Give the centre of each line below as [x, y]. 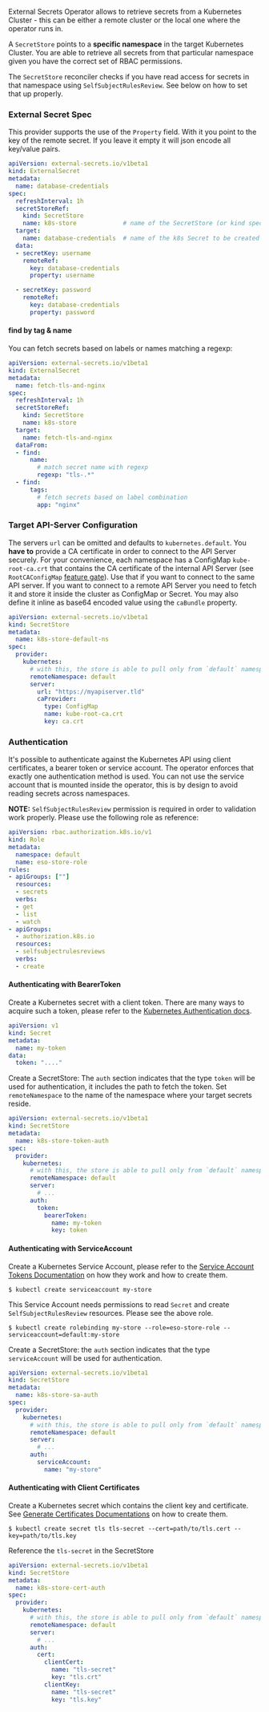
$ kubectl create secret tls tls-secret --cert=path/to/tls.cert [119, 1528]
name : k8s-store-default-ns [62, 639]
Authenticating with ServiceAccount [70, 1248]
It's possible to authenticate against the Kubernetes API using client [120, 759]
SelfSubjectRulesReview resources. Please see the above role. [111, 1313]
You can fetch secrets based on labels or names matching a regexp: [120, 348]
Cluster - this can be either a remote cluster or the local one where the [124, 20]
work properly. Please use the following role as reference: [103, 818]
